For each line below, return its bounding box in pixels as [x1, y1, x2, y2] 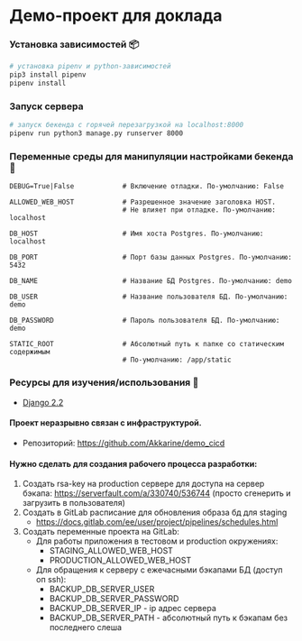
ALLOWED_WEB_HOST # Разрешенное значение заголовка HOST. [9, 197, 277, 207]
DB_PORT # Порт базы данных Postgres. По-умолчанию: [9, 253, 293, 262]
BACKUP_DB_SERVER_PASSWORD [49, 593, 179, 604]
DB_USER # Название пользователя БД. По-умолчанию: [9, 292, 288, 302]
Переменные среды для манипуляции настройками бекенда [9, 151, 294, 163]
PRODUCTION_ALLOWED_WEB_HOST [49, 555, 192, 566]
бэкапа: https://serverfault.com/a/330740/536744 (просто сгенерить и [22, 488, 291, 499]
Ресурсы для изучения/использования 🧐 [9, 376, 199, 389]
